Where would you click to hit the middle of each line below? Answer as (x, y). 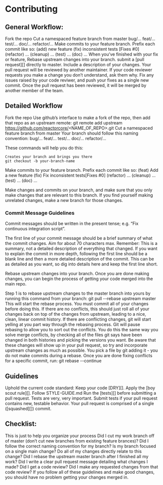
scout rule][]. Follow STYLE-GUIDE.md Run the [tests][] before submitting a (81, 393)
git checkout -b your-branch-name (40, 161)
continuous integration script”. (35, 229)
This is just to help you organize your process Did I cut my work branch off (80, 436)
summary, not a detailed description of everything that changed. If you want (81, 249)
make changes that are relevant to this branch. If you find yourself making (79, 195)
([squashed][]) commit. (28, 408)
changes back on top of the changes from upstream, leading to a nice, (76, 314)
